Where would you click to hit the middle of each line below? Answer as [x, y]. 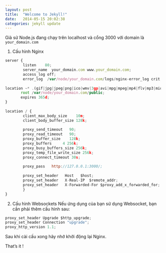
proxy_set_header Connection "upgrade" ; [47, 223]
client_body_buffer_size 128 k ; [55, 120]
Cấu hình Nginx [28, 51]
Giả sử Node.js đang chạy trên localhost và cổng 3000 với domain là [75, 38]
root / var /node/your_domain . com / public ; [63, 93]
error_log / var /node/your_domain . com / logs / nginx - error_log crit [92, 79]
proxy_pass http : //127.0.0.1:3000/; [63, 166]
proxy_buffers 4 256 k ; [51, 144]
